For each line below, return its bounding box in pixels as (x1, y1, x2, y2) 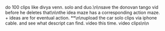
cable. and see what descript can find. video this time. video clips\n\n (5, 20, 149, 26)
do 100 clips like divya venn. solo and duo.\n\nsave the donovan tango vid (5, 4, 158, 10)
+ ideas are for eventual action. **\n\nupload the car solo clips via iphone (5, 15, 157, 20)
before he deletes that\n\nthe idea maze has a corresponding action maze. (5, 9, 160, 15)
